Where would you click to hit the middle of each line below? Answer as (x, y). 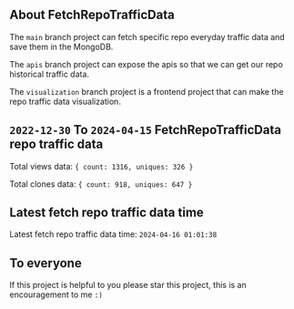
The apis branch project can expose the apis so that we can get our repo (147, 64)
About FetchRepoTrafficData (92, 15)
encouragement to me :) (56, 294)
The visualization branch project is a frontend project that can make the (147, 91)
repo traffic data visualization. (65, 101)
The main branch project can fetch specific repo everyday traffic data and (147, 36)
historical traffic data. (49, 74)
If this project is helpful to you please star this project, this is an (128, 285)
